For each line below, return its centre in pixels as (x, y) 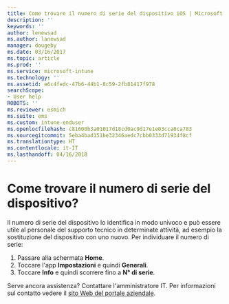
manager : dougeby (32, 45)
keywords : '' (26, 26)
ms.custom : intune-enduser (46, 122)
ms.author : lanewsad (37, 39)
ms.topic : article (33, 59)
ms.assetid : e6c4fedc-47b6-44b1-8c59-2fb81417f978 (81, 84)
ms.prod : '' (24, 65)
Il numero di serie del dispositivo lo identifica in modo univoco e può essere (114, 222)
